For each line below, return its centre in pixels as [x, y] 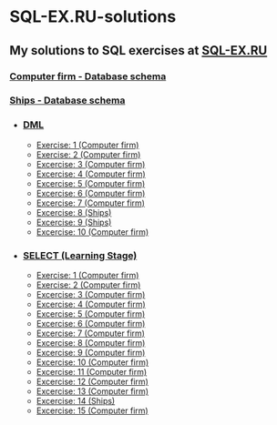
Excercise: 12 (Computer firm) [92, 382]
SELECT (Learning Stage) [80, 255]
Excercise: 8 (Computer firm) [91, 343]
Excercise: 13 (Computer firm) [92, 391]
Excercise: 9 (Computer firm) [91, 353]
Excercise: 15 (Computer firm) [92, 410]
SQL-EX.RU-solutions [93, 17]
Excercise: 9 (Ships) [74, 222]
